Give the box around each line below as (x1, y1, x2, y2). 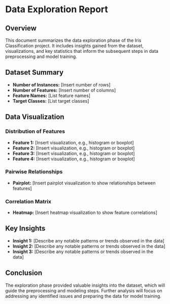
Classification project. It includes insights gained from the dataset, (5, 43, 144, 49)
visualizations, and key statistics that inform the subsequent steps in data (5, 48, 159, 54)
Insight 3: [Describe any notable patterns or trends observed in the (12, 248, 154, 255)
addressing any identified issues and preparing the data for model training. (5, 293, 161, 299)
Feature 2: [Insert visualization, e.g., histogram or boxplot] (12, 145, 135, 151)
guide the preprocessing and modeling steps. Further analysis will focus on (5, 287, 162, 293)
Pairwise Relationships (5, 168, 63, 175)
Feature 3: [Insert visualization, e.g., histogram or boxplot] (12, 150, 135, 156)
